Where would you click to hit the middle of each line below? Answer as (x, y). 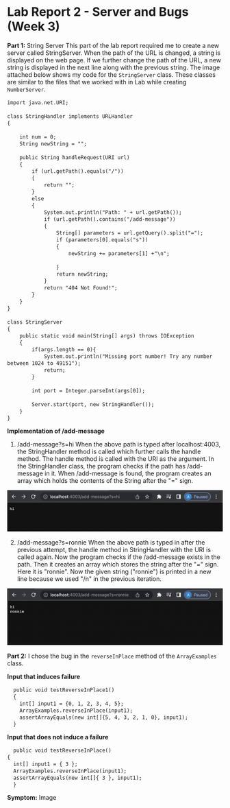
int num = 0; (38, 137)
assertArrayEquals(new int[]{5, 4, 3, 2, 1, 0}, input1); (104, 717)
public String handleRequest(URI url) (75, 157)
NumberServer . (26, 89)
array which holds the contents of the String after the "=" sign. (105, 480)
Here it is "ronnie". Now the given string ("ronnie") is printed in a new (114, 571)
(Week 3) (34, 26)
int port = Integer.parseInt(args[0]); (89, 391)
